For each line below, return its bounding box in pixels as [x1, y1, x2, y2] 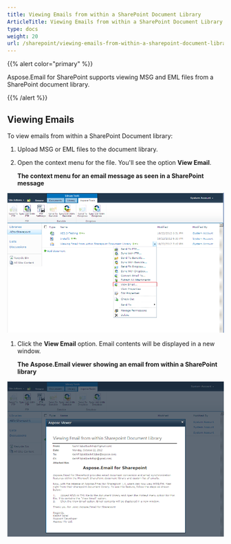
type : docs [7, 25, 38, 32]
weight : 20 [7, 33, 38, 40]
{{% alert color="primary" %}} [7, 60, 93, 68]
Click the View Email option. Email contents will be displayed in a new [16, 340, 215, 348]
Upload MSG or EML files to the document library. [16, 145, 158, 153]
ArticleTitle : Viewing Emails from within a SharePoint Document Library [7, 18, 223, 25]
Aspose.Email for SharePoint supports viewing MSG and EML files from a [7, 73, 214, 82]
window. [16, 347, 41, 355]
